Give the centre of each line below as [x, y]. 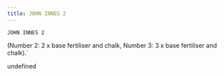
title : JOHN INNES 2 [37, 13]
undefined [22, 66]
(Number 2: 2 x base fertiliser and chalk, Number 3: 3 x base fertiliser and [112, 45]
